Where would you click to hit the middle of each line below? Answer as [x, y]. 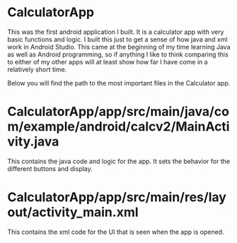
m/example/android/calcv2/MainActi [118, 127]
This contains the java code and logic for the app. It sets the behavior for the [119, 161]
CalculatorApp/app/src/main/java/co [118, 112]
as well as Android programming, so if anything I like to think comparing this [118, 54]
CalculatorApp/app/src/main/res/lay [117, 197]
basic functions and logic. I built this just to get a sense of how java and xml [117, 39]
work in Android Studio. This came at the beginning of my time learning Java [119, 47]
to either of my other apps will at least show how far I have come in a [108, 61]
